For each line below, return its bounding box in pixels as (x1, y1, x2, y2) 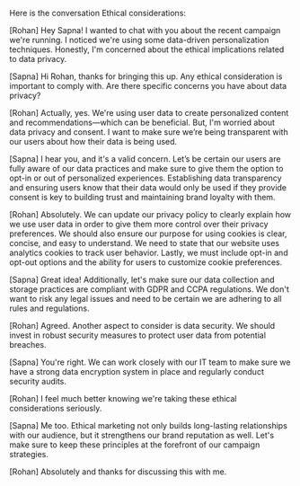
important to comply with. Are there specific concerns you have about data (9, 81, 287, 91)
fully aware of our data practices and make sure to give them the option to (9, 163, 284, 173)
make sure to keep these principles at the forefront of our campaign (9, 439, 260, 450)
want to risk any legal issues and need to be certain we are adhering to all (9, 294, 282, 304)
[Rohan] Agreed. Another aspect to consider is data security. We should (9, 321, 276, 331)
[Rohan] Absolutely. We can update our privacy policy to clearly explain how (9, 209, 292, 219)
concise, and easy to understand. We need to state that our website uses (9, 238, 280, 248)
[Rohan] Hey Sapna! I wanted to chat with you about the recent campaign (9, 25, 281, 35)
